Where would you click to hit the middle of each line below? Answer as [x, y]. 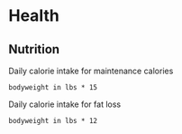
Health [34, 16]
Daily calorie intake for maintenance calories [91, 71]
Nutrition [34, 49]
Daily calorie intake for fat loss [65, 104]
